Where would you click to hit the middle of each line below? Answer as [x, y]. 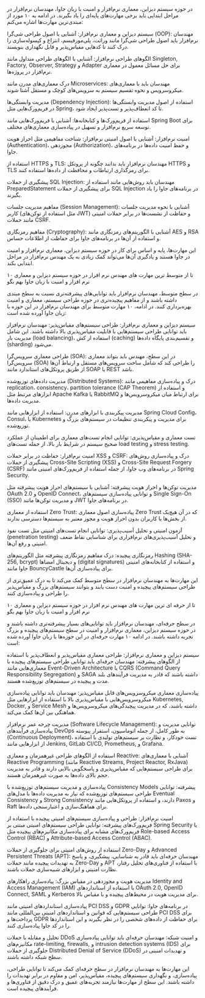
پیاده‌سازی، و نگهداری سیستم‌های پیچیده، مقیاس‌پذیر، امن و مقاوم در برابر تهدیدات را [102, 975]
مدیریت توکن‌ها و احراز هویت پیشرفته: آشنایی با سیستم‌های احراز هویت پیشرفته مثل [102, 487]
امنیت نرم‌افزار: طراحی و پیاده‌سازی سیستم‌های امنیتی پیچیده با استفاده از [90, 818]
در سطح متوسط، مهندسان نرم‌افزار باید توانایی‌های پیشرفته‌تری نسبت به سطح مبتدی [103, 293]
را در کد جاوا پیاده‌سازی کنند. [39, 925]
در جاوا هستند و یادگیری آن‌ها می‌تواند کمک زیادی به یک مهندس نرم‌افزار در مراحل [99, 256]
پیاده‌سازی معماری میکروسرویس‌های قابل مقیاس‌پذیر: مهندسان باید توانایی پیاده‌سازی [103, 693]
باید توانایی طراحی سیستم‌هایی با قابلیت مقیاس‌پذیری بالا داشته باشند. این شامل [97, 331]
